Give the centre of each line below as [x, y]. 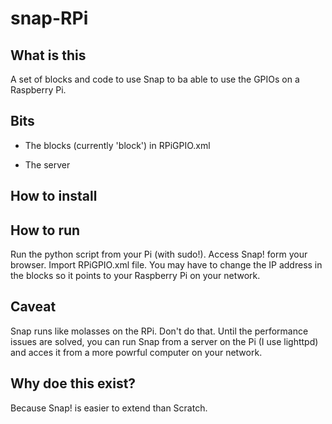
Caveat [33, 307]
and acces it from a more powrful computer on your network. [136, 352]
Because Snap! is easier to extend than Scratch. [109, 408]
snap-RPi [49, 18]
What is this [48, 55]
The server [47, 164]
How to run [45, 230]
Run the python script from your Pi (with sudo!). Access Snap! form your [159, 254]
